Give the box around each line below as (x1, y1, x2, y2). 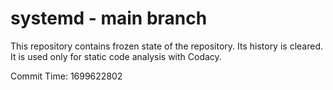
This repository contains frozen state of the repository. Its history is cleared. (10, 40, 323, 52)
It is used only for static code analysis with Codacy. (10, 50, 222, 62)
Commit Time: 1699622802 (10, 70, 123, 82)
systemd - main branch (10, 7, 208, 30)
